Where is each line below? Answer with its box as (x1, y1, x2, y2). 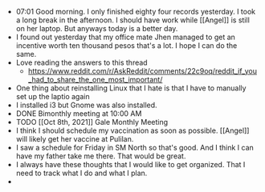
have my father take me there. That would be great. (15, 151, 186, 161)
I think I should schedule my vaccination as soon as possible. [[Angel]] (15, 126, 250, 135)
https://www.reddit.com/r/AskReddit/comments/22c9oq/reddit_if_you (27, 66, 257, 75)
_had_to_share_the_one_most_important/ (27, 75, 163, 84)
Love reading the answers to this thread (15, 58, 148, 67)
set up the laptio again (15, 92, 90, 101)
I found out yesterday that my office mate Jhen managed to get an (15, 32, 235, 42)
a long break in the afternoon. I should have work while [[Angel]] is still (15, 15, 251, 25)
